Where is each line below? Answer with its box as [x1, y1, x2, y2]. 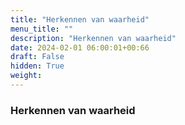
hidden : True [10, 61, 65, 71]
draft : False [10, 52, 65, 62]
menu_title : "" [10, 24, 74, 34]
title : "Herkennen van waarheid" [10, 14, 150, 25]
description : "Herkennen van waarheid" [10, 33, 177, 43]
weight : [10, 71, 43, 81]
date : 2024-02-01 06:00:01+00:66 [10, 42, 150, 53]
